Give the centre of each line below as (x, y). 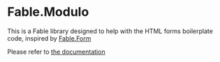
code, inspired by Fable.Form (49, 38)
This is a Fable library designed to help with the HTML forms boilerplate (110, 31)
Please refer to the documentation (57, 52)
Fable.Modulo (48, 12)
